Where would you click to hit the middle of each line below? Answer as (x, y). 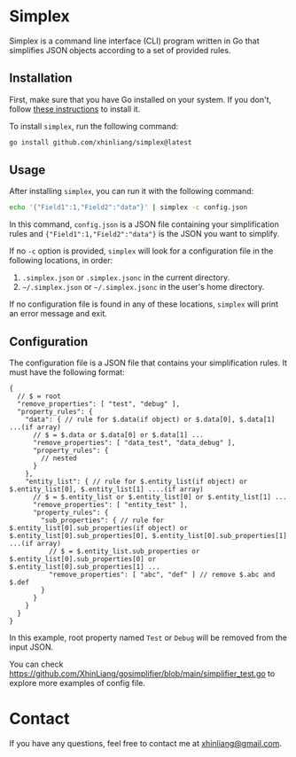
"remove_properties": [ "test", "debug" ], (98, 404)
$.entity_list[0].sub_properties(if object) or (99, 528)
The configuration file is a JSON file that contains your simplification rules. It (148, 363)
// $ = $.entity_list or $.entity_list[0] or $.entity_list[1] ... (160, 497)
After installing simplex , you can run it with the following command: (132, 191)
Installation (41, 78)
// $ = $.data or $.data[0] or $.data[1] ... (118, 435)
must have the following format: (67, 372)
